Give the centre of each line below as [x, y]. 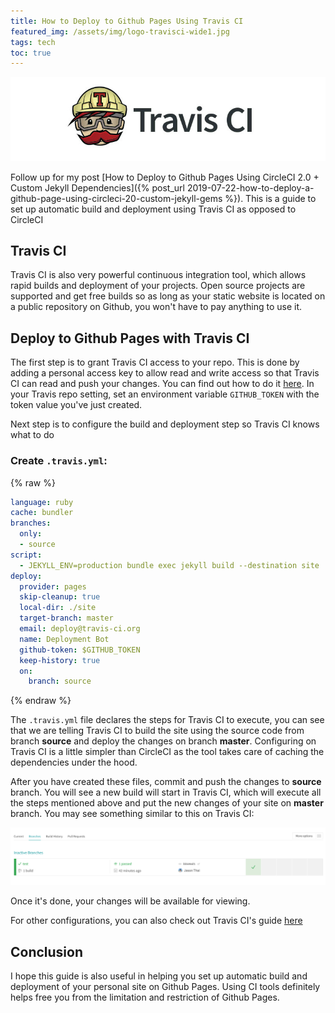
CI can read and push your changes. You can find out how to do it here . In [162, 384]
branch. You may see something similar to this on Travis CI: [132, 814]
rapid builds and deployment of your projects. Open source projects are [158, 286]
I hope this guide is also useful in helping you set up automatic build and [159, 976]
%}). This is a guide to [270, 198]
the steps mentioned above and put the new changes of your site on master [167, 803]
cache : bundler [42, 513]
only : [31, 534]
